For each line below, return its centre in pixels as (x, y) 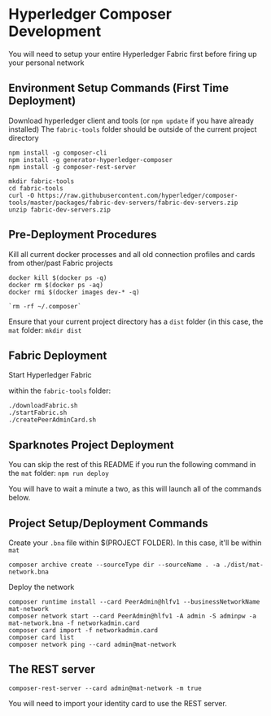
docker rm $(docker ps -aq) (56, 285)
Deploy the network (42, 587)
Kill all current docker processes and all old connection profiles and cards (132, 254)
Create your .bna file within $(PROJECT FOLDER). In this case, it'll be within (135, 543)
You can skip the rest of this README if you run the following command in (132, 465)
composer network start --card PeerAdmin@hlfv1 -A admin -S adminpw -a (132, 616)
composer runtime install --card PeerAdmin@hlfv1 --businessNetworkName (134, 602)
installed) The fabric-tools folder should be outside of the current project (133, 129)
